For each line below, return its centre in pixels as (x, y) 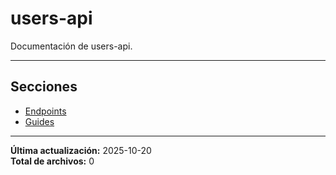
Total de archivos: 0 (52, 161)
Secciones (44, 87)
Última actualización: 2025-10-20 (81, 150)
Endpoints (45, 111)
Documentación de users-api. (71, 46)
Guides (39, 121)
